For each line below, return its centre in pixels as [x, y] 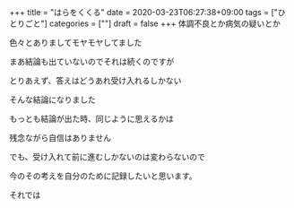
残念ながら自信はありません [61, 138]
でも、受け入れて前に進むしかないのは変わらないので [108, 157]
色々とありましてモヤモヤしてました [76, 43]
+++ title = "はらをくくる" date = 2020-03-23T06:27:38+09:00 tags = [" [143, 12]
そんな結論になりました [52, 100]
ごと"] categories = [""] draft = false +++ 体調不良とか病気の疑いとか [152, 23]
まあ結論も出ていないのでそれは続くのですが [92, 61]
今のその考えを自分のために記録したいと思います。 [103, 176]
